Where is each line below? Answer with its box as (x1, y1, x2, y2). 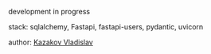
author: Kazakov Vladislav (8, 37, 93, 47)
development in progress (8, 7, 90, 16)
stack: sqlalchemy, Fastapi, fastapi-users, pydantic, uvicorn (8, 22, 204, 31)
